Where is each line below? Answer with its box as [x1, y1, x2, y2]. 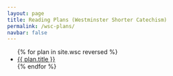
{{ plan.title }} [16, 55, 56, 64]
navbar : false [7, 29, 48, 36]
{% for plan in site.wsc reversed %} [16, 48, 118, 56]
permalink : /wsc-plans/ [7, 23, 76, 29]
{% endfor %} [16, 62, 57, 71]
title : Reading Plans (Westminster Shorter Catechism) [7, 16, 168, 23]
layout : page [7, 10, 45, 17]
